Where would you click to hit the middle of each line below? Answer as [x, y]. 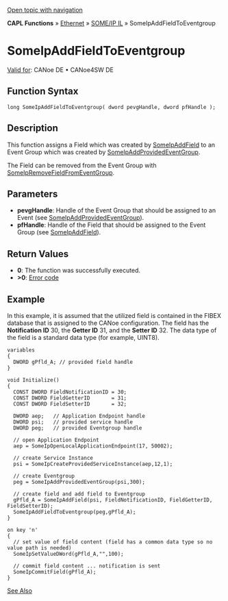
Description [33, 128]
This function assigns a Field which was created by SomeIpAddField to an [111, 145]
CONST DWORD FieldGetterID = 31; [70, 398]
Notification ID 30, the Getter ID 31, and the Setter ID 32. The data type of [112, 330]
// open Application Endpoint [56, 440]
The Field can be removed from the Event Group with [82, 165]
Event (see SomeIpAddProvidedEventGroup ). [80, 218]
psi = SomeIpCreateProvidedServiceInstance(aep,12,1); [93, 464]
